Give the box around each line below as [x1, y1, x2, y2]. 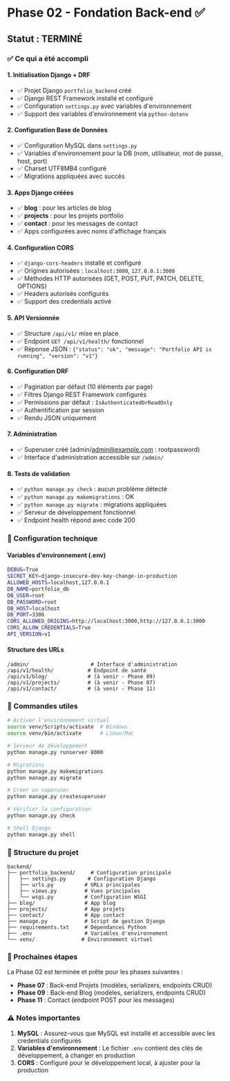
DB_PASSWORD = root [7, 598, 57, 606]
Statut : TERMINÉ [7, 33, 83, 44]
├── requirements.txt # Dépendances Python [7, 924, 147, 931]
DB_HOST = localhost [7, 605, 60, 612]
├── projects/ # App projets [7, 906, 126, 913]
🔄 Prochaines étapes [7, 951, 78, 961]
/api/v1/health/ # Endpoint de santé [7, 667, 147, 674]
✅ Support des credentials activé [17, 297, 112, 306]
